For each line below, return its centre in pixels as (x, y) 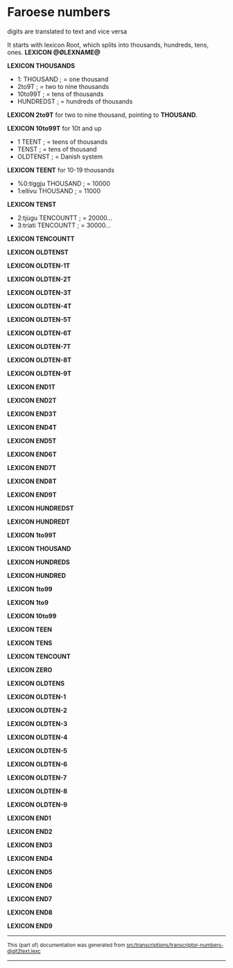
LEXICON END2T (32, 400)
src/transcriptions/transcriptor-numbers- (175, 945)
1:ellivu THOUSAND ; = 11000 (59, 191)
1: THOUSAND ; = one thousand (63, 79)
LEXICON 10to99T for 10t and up (54, 128)
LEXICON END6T (32, 454)
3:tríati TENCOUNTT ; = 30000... (64, 225)
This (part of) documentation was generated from (66, 945)
